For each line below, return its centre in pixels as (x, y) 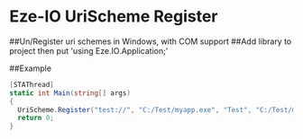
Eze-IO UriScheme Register (114, 17)
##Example (31, 68)
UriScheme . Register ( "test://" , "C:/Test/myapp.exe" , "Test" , (135, 109)
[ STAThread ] (32, 84)
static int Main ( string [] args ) (70, 93)
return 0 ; (36, 118)
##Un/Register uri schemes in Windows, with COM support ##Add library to (151, 41)
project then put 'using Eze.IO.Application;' (89, 50)
